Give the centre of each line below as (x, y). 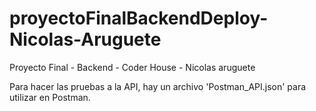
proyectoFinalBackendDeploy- (139, 18)
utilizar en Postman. (50, 97)
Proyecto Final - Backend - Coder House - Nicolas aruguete (132, 67)
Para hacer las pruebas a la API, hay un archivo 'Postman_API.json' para (158, 86)
